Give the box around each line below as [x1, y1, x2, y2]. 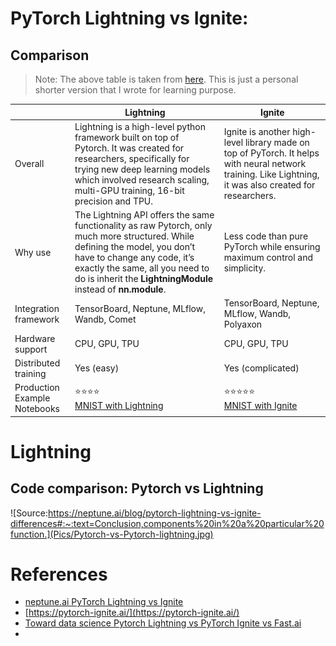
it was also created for [223, 179, 316, 191]
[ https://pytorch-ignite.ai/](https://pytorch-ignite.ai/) [24, 607, 240, 619]
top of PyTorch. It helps [223, 147, 320, 159]
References [10, 563, 108, 586]
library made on [244, 137, 310, 149]
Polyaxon [223, 318, 263, 331]
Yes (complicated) [223, 362, 300, 374]
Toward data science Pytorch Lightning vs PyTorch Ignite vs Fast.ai [24, 617, 302, 629]
